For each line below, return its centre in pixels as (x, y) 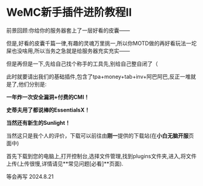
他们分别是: (33, 84)
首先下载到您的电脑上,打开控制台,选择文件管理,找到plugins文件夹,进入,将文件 (101, 156)
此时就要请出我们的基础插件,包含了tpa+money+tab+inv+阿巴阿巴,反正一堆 (98, 76)
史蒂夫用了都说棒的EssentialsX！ (48, 110)
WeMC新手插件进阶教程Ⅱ (69, 12)
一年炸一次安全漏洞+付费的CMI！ (48, 97)
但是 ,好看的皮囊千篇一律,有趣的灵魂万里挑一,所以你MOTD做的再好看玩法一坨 (101, 43)
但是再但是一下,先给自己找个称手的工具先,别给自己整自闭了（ (82, 64)
